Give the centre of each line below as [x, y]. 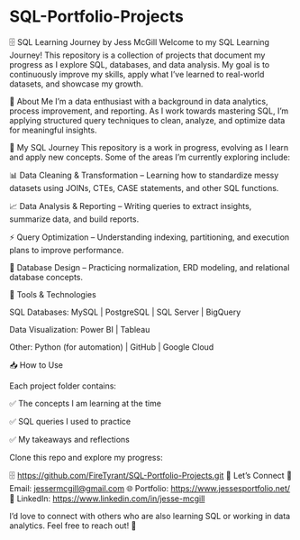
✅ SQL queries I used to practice [70, 421]
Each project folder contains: [63, 386]
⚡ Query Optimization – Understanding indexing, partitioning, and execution [150, 237]
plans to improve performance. [67, 250]
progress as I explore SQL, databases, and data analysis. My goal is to [140, 64]
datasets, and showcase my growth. [77, 84]
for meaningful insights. [53, 130]
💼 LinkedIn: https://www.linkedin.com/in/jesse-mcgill [107, 499]
